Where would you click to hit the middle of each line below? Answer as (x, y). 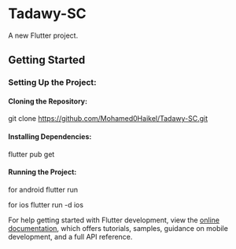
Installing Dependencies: (50, 137)
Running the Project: (42, 172)
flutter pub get (31, 154)
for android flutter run (43, 189)
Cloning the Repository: (48, 101)
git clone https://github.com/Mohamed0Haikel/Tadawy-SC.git (108, 119)
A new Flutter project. (43, 35)
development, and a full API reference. (70, 236)
